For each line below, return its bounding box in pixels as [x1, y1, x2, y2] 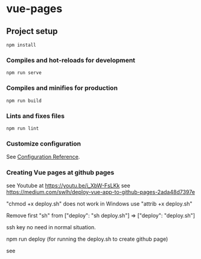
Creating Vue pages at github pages [6, 169, 115, 177]
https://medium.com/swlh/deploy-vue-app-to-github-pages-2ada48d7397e [6, 189, 195, 196]
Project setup [6, 26, 59, 36]
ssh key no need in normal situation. [6, 224, 97, 231]
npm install [6, 42, 36, 48]
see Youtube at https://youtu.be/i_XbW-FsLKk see [6, 182, 131, 189]
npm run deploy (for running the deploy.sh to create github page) [6, 235, 168, 243]
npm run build [6, 98, 42, 104]
